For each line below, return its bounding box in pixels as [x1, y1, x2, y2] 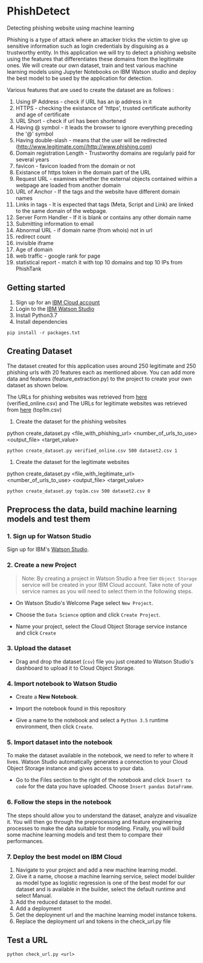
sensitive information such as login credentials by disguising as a [7, 42, 169, 50]
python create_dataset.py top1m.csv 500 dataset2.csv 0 [7, 488, 150, 494]
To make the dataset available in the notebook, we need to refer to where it [7, 752, 194, 759]
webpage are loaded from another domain [15, 181, 121, 189]
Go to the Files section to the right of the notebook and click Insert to [15, 776, 192, 784]
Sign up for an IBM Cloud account [15, 298, 100, 306]
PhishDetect [7, 4, 70, 18]
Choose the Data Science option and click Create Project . [15, 611, 161, 618]
